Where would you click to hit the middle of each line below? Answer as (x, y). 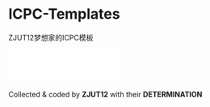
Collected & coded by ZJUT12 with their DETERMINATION (105, 94)
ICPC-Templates (64, 14)
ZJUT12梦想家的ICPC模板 (51, 37)
